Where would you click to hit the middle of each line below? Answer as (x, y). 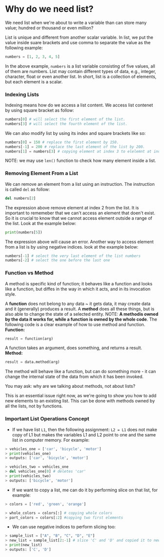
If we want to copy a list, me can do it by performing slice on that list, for (85, 490)
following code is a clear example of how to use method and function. (75, 324)
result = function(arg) (29, 339)
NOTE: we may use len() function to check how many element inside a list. (81, 161)
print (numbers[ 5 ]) (24, 232)
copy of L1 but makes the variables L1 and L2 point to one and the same (84, 434)
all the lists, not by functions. (34, 406)
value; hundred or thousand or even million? (49, 27)
